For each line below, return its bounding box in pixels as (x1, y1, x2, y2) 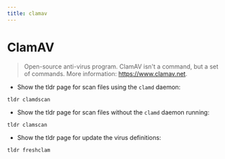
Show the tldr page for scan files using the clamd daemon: (16, 83, 181, 91)
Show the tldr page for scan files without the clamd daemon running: (16, 108, 210, 117)
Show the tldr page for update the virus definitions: (16, 133, 161, 141)
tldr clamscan (7, 121, 48, 128)
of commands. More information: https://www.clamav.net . (23, 69, 187, 77)
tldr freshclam (7, 147, 51, 154)
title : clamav (7, 10, 48, 17)
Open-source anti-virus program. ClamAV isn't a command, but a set (23, 62, 219, 71)
